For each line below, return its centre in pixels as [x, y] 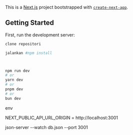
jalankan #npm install [29, 53]
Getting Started [30, 23]
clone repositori [23, 44]
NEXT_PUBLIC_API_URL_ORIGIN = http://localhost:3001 [62, 118]
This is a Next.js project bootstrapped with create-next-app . [67, 7]
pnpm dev [14, 89]
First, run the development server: [40, 35]
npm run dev [17, 71]
